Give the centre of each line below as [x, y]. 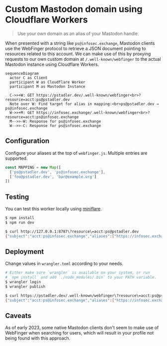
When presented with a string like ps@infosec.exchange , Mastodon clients [80, 43]
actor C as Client [29, 78]
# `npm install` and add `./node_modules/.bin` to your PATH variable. [81, 277]
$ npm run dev [20, 223]
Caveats [18, 316]
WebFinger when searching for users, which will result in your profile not [80, 333]
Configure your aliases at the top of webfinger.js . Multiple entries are [76, 153]
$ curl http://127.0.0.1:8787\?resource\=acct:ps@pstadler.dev [72, 231]
